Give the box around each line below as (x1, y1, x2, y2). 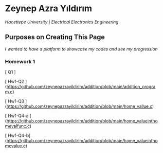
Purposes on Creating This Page (5, 33, 105, 41)
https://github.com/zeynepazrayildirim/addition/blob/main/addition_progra (6, 84, 156, 90)
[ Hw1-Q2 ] (5, 79, 27, 85)
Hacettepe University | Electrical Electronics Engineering (5, 19, 119, 25)
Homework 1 (5, 58, 35, 65)
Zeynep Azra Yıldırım (5, 3, 92, 14)
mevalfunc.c (5, 123, 30, 129)
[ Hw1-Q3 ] (5, 98, 27, 104)
